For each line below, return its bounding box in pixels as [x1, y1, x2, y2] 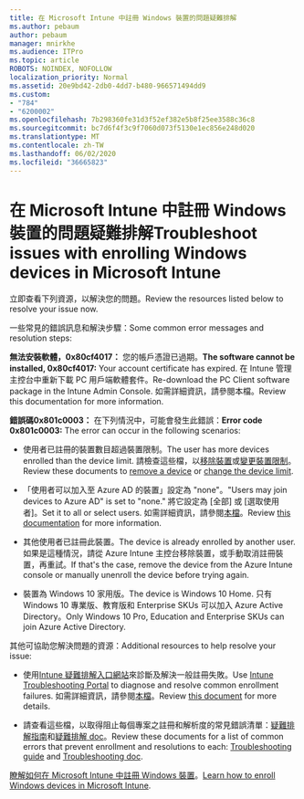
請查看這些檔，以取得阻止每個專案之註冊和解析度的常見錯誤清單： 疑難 [22, 720, 288, 731]
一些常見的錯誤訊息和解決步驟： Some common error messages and [9, 322, 265, 333]
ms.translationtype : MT [9, 132, 100, 142]
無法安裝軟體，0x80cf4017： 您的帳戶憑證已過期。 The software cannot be [9, 352, 295, 363]
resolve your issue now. [9, 303, 99, 315]
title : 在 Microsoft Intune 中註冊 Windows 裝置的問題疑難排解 [9, 13, 237, 23]
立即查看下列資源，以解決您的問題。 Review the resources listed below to [9, 293, 284, 304]
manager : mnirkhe [9, 38, 76, 48]
